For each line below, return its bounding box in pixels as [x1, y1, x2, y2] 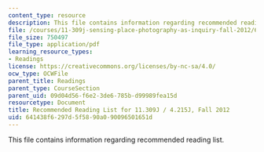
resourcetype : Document [8, 99, 86, 107]
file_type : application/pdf [8, 41, 101, 49]
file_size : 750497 [8, 33, 68, 42]
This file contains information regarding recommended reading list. [8, 135, 225, 144]
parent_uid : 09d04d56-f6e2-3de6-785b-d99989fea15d [8, 92, 178, 100]
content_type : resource [8, 11, 86, 20]
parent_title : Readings [8, 77, 86, 85]
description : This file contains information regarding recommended [8, 19, 237, 27]
